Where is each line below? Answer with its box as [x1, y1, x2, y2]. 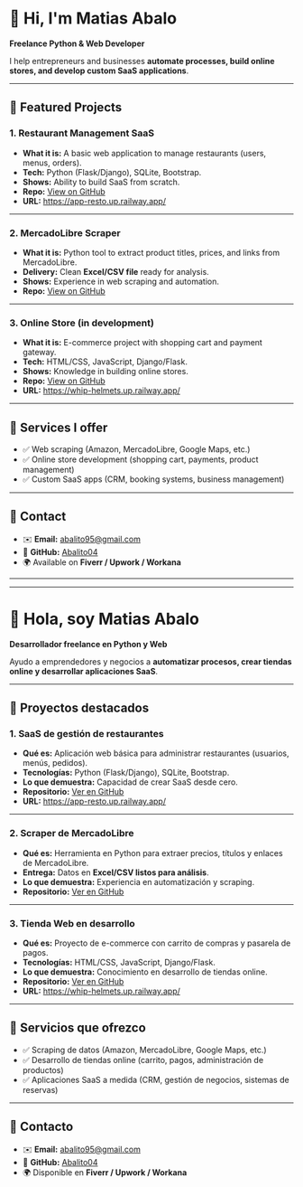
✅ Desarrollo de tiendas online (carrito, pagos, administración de [22, 1054, 264, 1065]
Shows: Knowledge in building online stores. [22, 366, 189, 377]
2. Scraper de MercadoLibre [9, 827, 134, 840]
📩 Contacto [9, 1119, 74, 1135]
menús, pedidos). [22, 758, 88, 768]
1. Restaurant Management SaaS [9, 127, 155, 139]
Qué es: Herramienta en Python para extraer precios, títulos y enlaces [22, 847, 283, 858]
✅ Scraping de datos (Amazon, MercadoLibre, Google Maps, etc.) [22, 1044, 268, 1055]
